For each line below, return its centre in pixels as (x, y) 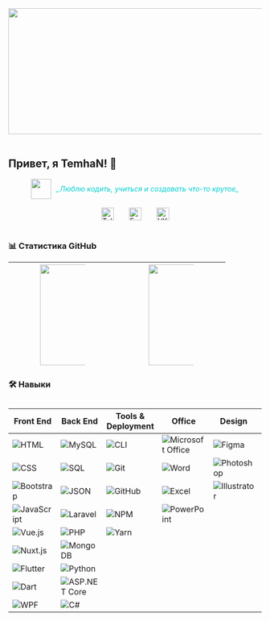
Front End (33, 421)
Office (184, 421)
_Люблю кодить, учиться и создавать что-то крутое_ (147, 189)
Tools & (130, 416)
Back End (80, 421)
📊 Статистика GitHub (53, 246)
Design (233, 421)
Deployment (130, 426)
